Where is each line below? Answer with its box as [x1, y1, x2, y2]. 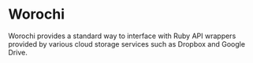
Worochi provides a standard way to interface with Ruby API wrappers [8, 31, 236, 40]
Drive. [8, 47, 28, 57]
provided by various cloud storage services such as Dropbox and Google [8, 39, 246, 48]
